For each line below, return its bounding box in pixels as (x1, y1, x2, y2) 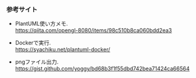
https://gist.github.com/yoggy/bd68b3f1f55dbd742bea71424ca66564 (15, 65, 190, 73)
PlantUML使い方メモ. (15, 20, 68, 28)
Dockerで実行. (15, 39, 52, 46)
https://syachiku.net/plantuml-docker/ (15, 46, 110, 53)
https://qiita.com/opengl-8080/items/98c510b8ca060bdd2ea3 (15, 27, 172, 34)
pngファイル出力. (15, 58, 59, 65)
